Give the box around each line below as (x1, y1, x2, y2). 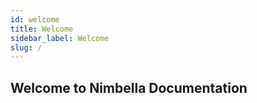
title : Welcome (10, 24, 74, 34)
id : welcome (10, 14, 60, 25)
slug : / (10, 42, 43, 53)
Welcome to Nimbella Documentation (10, 79, 248, 96)
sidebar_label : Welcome (10, 33, 110, 43)
